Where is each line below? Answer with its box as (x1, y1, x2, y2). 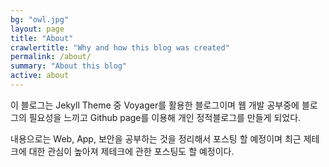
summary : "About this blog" (10, 61, 128, 71)
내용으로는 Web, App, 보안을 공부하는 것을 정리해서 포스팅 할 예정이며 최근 (10, 132, 302, 145)
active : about (10, 71, 70, 81)
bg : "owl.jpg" (10, 14, 70, 25)
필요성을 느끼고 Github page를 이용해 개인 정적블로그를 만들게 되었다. (28, 111, 302, 123)
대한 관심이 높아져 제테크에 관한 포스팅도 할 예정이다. (28, 145, 235, 157)
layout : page (10, 24, 65, 34)
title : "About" (10, 33, 74, 43)
